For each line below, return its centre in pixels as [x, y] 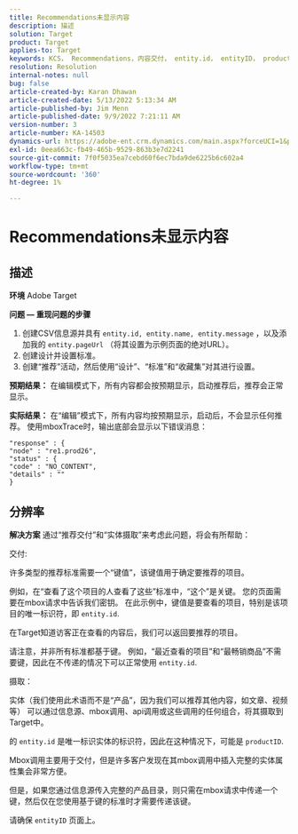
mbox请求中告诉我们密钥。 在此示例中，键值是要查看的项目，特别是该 [153, 602]
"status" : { [33, 459]
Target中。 [29, 722]
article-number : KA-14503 [57, 133]
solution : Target [41, 34]
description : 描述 [42, 26]
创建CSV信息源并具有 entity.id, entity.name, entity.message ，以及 [150, 333]
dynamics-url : [35, 141]
